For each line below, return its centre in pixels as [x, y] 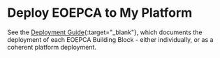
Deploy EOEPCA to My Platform [100, 13]
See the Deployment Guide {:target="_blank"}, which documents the [105, 32]
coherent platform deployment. [52, 47]
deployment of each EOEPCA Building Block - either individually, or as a [110, 39]
